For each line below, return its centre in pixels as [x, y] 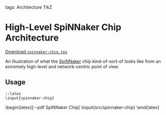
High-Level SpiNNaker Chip [63, 27]
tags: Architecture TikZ [29, 7]
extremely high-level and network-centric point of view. [62, 66]
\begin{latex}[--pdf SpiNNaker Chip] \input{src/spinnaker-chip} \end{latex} [82, 107]
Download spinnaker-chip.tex [36, 51]
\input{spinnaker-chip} [30, 98]
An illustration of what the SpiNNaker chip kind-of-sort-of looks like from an [83, 61]
